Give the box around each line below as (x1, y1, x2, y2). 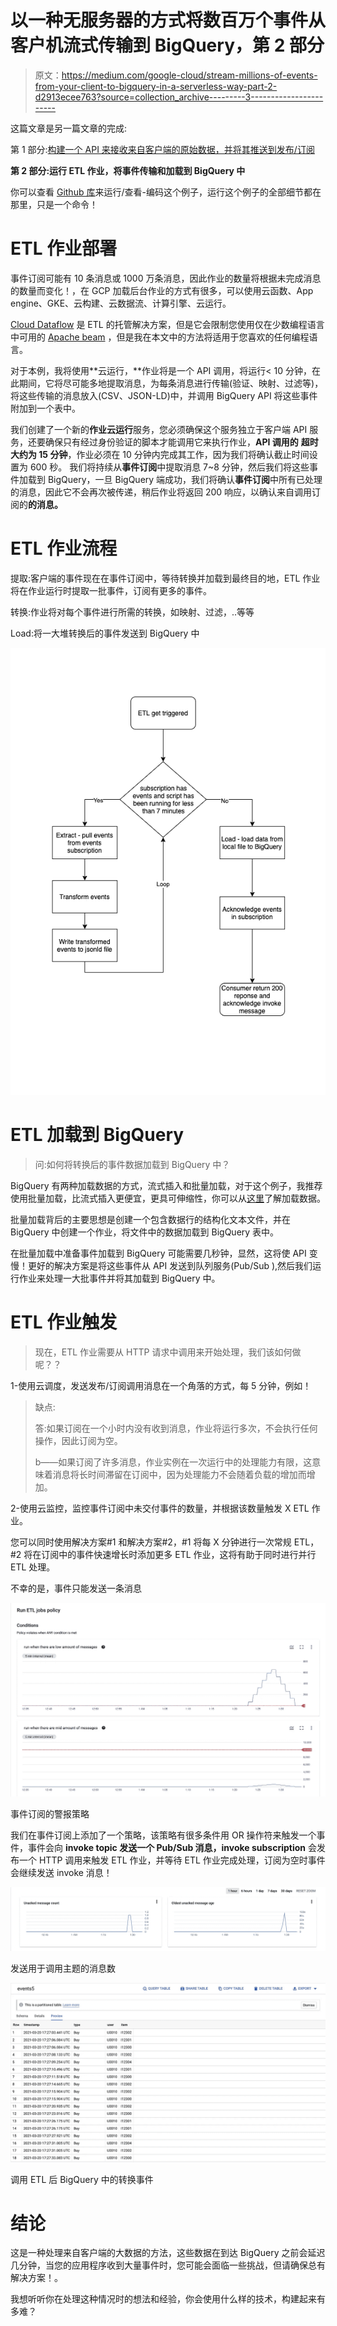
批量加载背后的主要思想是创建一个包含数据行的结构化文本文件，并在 (10, 1213, 291, 1225)
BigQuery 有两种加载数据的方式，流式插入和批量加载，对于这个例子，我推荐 (10, 1179, 323, 1191)
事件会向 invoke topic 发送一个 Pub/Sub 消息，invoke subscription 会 (27, 1842, 317, 1854)
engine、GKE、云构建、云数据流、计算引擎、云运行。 (10, 297, 232, 309)
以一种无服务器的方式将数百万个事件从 (10, 9, 327, 32)
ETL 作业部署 (10, 237, 118, 260)
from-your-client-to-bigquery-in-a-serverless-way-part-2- (34, 80, 278, 92)
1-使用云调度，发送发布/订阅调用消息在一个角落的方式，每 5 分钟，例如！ (10, 1379, 312, 1391)
